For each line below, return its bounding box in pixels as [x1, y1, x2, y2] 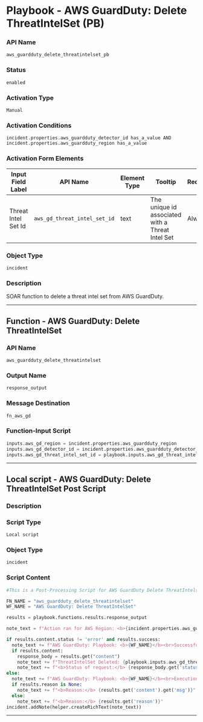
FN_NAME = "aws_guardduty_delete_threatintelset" [6, 598, 134, 604]
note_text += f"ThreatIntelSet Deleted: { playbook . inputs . [17, 659, 169, 665]
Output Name [6, 371, 47, 379]
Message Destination [6, 399, 71, 407]
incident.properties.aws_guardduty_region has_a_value [6, 140, 147, 146]
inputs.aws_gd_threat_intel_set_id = [6, 451, 101, 458]
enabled [6, 79, 26, 85]
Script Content [6, 573, 50, 582]
